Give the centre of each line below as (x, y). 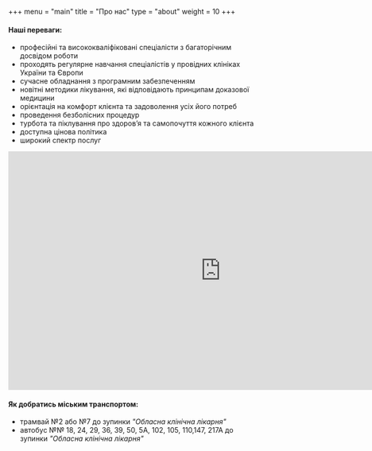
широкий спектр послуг (60, 140)
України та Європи (51, 73)
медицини (37, 98)
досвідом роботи (49, 56)
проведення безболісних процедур (79, 115)
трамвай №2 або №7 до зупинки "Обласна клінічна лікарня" (123, 422)
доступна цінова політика (63, 132)
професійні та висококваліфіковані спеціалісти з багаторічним (126, 48)
